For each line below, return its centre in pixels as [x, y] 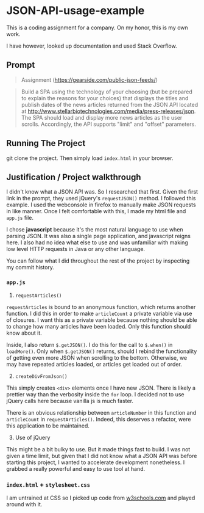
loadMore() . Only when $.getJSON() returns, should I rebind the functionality [102, 351]
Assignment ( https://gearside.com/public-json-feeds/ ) [90, 79]
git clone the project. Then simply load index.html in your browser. [90, 158]
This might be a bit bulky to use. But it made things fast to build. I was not [98, 449]
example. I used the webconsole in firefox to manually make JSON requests [101, 205]
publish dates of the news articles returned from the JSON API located [110, 104]
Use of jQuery [33, 437]
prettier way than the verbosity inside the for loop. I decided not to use [95, 394]
